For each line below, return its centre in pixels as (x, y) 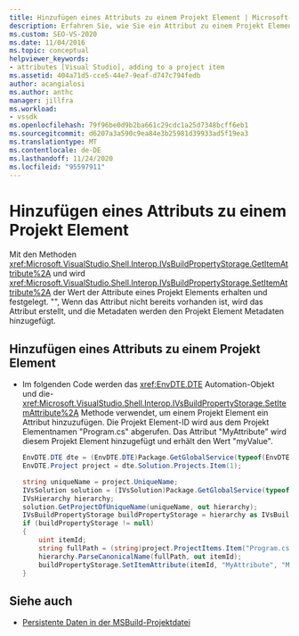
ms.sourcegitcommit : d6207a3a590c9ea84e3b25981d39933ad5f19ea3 (129, 134)
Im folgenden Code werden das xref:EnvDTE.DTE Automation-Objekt (148, 384)
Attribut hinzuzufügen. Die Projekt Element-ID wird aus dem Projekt (145, 422)
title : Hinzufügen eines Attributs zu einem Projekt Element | (129, 17)
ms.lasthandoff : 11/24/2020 (61, 158)
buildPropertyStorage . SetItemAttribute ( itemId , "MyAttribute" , (158, 565)
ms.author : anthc (41, 92)
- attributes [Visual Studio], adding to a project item (117, 68)
